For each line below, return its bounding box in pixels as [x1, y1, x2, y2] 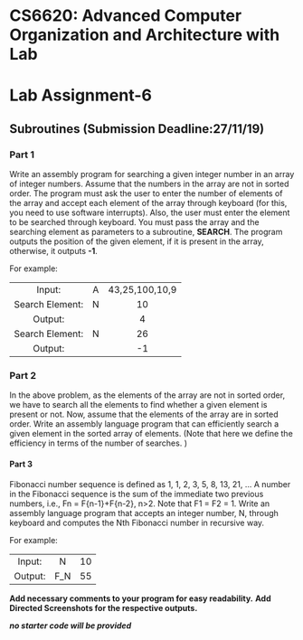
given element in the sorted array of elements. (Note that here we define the [9, 428, 294, 439]
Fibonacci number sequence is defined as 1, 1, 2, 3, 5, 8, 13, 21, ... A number [9, 478, 291, 489]
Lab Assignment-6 [9, 85, 152, 106]
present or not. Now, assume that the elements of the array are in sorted [9, 409, 279, 420]
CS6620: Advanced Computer [9, 5, 242, 26]
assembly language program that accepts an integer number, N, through [9, 507, 279, 518]
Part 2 [9, 369, 37, 381]
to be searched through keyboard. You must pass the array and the [9, 217, 260, 228]
